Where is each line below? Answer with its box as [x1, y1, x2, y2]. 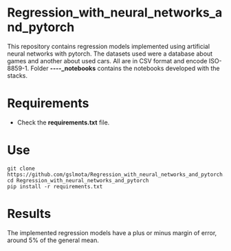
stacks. [7, 71, 28, 80]
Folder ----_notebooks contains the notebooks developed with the [30, 64, 220, 72]
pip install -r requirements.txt [7, 183, 103, 190]
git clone [7, 165, 36, 172]
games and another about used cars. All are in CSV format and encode [7, 56, 208, 65]
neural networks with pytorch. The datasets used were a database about [7, 50, 213, 58]
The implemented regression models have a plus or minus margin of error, [7, 228, 217, 237]
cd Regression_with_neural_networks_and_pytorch [7, 177, 149, 184]
